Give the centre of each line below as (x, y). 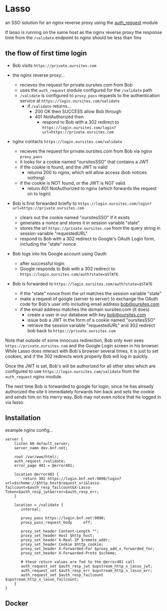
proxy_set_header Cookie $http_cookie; (62, 544)
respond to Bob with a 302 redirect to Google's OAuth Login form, (87, 239)
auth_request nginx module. (34, 376)
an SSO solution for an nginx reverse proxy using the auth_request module (82, 23)
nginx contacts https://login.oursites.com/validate (67, 141)
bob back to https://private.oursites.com (72, 330)
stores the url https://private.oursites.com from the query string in (90, 228)
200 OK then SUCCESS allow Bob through (78, 111)
